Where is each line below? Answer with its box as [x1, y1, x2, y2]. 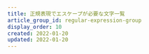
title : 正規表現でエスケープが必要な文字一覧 [7, 10, 125, 18]
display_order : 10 [7, 23, 62, 30]
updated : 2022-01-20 [7, 36, 69, 43]
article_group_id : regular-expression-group [7, 17, 142, 24]
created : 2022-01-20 [7, 29, 69, 37]
